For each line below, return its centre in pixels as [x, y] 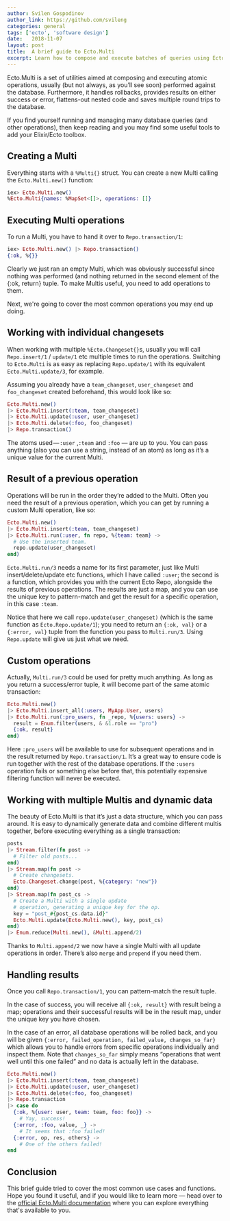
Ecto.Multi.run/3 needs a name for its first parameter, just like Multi [103, 568]
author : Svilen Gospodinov [46, 13]
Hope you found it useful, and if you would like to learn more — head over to [115, 1196]
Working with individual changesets [86, 333]
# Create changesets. [44, 875]
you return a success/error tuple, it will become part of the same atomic [108, 684]
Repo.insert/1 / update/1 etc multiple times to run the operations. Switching [114, 356]
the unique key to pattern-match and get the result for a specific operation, [113, 596]
